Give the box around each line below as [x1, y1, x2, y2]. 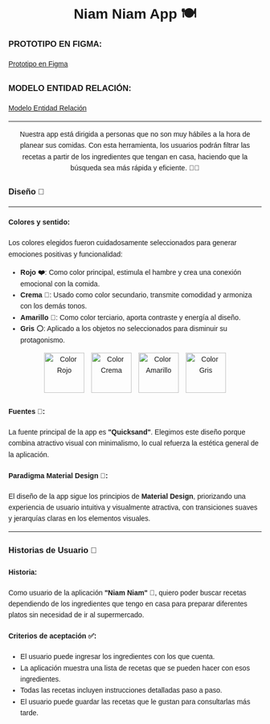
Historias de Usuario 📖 [8, 545, 97, 555]
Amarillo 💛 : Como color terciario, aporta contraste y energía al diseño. [19, 313, 241, 322]
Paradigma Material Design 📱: [8, 471, 108, 480]
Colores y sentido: [8, 218, 71, 227]
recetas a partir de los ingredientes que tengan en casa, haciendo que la [22, 152, 248, 162]
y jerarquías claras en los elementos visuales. [8, 514, 151, 523]
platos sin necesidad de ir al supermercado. [8, 611, 145, 620]
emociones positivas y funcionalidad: [8, 249, 123, 259]
